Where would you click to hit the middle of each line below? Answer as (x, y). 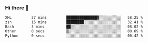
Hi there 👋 (17, 8)
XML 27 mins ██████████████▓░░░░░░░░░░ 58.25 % (74, 18)
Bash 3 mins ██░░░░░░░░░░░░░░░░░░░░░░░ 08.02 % (74, 27)
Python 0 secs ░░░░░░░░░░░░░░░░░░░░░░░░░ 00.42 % (74, 36)
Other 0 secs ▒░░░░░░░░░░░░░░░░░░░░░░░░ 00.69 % (74, 31)
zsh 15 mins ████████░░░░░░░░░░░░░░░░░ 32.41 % (74, 22)
